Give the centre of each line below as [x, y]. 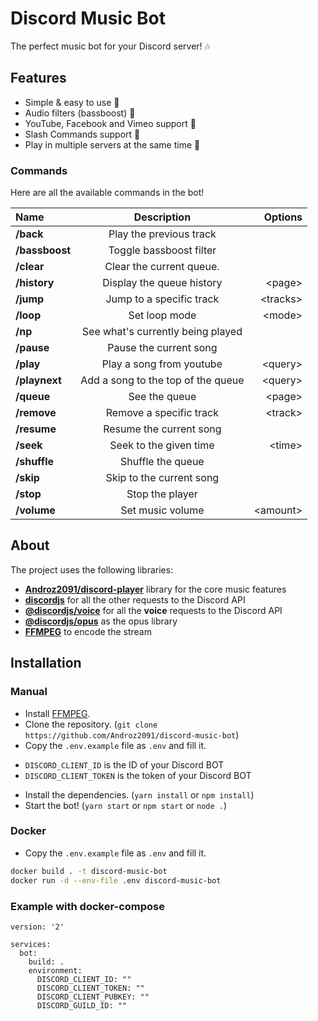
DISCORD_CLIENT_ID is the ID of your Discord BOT [124, 764]
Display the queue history [162, 283]
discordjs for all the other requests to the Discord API [135, 599]
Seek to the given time [162, 445]
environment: [55, 970]
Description [162, 217]
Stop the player [162, 494]
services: [31, 944]
